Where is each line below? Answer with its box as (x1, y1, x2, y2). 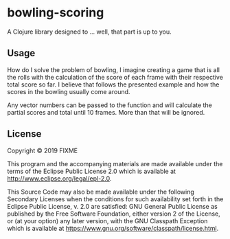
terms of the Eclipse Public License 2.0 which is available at (7, 167, 176, 175)
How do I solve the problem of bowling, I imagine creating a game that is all (7, 65, 220, 73)
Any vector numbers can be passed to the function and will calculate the (7, 101, 213, 109)
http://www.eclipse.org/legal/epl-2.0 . (7, 174, 112, 183)
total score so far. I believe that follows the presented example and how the (7, 80, 220, 89)
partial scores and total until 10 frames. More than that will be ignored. (7, 108, 205, 116)
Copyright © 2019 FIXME (7, 146, 78, 155)
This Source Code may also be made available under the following (7, 187, 194, 196)
